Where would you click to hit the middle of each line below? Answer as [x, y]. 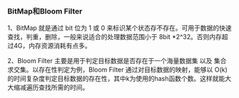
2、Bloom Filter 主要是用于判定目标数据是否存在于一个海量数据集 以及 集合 [117, 61]
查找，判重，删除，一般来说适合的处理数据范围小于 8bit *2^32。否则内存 [115, 37]
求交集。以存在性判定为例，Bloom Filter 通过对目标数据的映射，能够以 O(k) [118, 70]
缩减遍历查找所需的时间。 [51, 87]
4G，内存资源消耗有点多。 [52, 46]
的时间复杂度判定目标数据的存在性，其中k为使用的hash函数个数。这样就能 [116, 79]
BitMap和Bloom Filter [45, 11]
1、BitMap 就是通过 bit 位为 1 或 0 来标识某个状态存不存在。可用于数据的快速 [119, 28]
